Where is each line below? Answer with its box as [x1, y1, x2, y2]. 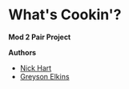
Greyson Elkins [19, 71, 70, 81]
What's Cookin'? [8, 6, 122, 24]
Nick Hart [19, 63, 52, 73]
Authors [8, 47, 37, 57]
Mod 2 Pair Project [8, 32, 71, 42]
